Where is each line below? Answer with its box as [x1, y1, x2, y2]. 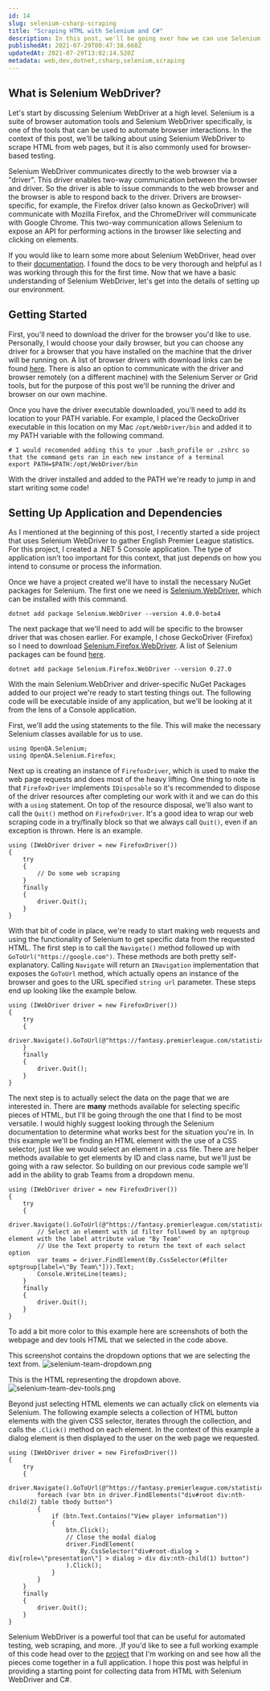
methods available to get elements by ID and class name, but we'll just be [8, 1153, 252, 1163]
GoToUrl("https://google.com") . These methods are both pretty [8, 952, 219, 961]
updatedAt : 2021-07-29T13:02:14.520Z [8, 49, 135, 57]
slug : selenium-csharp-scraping [8, 19, 117, 27]
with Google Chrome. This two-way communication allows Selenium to [8, 217, 243, 227]
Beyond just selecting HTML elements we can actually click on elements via [8, 1399, 260, 1409]
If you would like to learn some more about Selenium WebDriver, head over [8, 250, 256, 260]
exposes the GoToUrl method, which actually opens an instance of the [8, 969, 239, 978]
